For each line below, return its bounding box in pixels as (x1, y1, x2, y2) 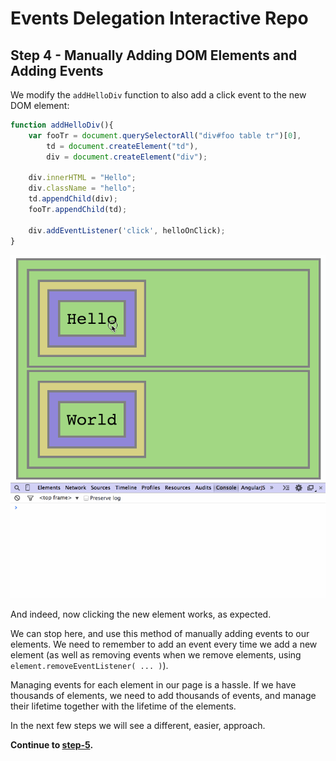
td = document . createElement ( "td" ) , (46, 141, 199, 151)
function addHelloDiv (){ (10, 120, 114, 130)
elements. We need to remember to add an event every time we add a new (10, 638, 318, 651)
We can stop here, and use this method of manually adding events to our (10, 628, 310, 640)
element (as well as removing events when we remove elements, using (10, 649, 302, 661)
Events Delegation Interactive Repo (10, 7, 309, 30)
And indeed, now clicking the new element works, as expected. (10, 608, 272, 621)
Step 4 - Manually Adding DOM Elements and (10, 47, 298, 64)
